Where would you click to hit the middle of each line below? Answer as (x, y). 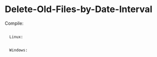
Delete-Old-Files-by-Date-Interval (79, 9)
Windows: (19, 50)
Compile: (14, 23)
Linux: (16, 37)
